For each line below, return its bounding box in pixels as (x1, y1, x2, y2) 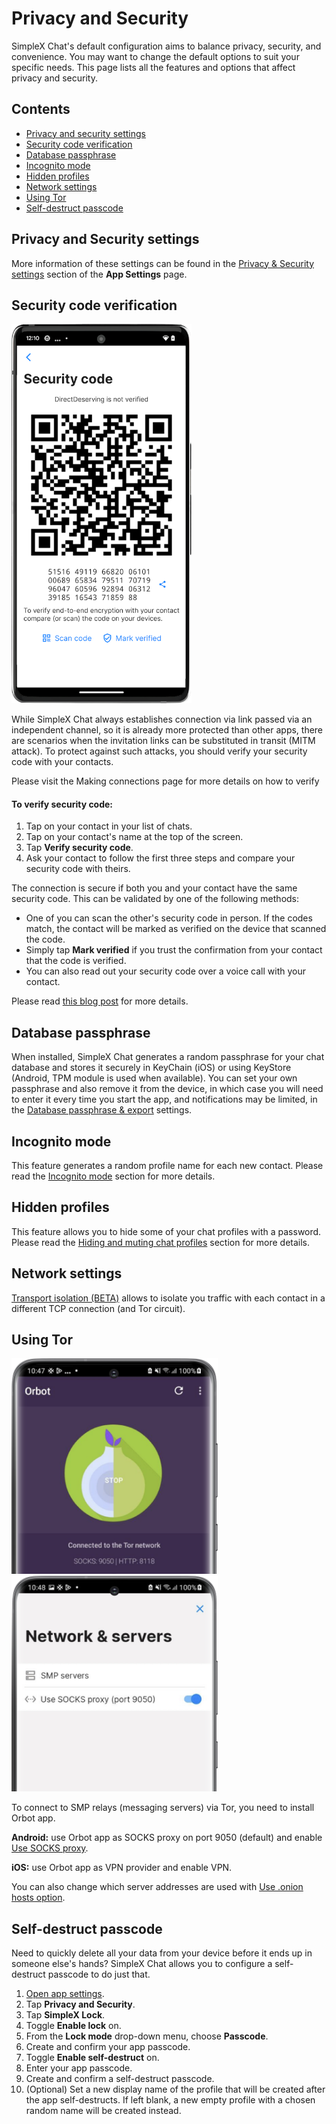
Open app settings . (25, 1987, 105, 1999)
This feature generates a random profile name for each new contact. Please (11, 1160, 324, 1172)
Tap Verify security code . (25, 842, 134, 854)
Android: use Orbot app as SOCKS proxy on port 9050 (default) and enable (11, 1832, 323, 1844)
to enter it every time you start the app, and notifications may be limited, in (11, 1093, 318, 1106)
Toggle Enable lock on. (25, 2019, 122, 2031)
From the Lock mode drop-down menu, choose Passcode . (25, 2030, 269, 2042)
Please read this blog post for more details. (11, 995, 189, 1007)
